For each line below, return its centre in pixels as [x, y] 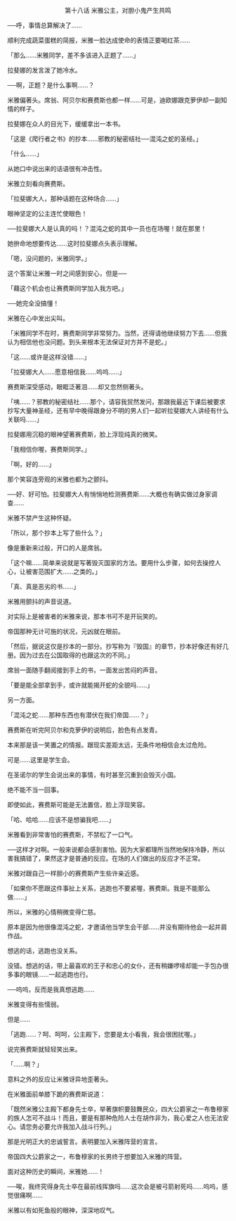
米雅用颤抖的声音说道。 [41, 601]
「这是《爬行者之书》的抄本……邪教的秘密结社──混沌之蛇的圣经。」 [105, 139]
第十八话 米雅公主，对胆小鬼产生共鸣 [118, 10]
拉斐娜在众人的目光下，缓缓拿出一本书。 [66, 124]
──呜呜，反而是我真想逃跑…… [51, 989]
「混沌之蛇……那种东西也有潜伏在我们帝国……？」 [80, 715]
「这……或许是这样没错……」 [49, 357]
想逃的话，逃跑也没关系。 [44, 951]
